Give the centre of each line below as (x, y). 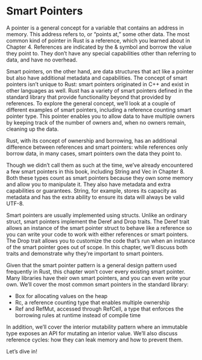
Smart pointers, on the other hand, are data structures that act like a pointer (100, 71)
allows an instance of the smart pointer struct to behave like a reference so (99, 228)
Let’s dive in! (22, 351)
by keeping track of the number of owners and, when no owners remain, (96, 122)
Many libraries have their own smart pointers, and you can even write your (99, 278)
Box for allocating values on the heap (61, 296)
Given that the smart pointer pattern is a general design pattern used (91, 265)
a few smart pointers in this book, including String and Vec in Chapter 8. (96, 171)
